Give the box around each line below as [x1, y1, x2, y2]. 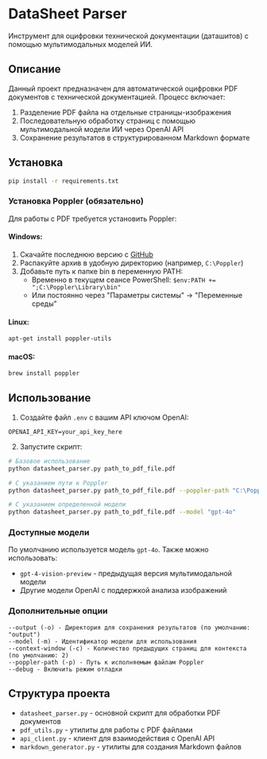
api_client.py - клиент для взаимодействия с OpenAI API [19, 733, 215, 743]
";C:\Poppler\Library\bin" [31, 283, 122, 291]
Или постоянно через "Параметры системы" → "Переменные [31, 290, 243, 300]
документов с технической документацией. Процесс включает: [8, 92, 226, 102]
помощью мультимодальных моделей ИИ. [8, 39, 153, 48]
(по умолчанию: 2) [8, 651, 69, 660]
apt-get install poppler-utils [8, 335, 112, 343]
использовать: [8, 553, 58, 563]
